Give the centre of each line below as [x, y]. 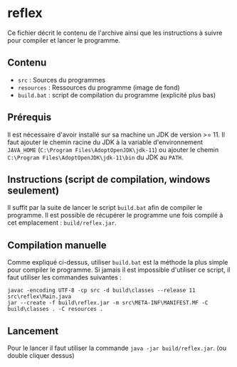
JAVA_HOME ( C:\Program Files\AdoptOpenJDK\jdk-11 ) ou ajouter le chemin [113, 149]
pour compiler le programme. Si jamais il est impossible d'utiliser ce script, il [119, 270]
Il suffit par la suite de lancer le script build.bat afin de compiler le [105, 208]
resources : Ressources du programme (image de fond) [99, 87]
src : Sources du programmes [61, 80]
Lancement [33, 331]
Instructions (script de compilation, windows [109, 179]
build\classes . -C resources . [55, 309]
